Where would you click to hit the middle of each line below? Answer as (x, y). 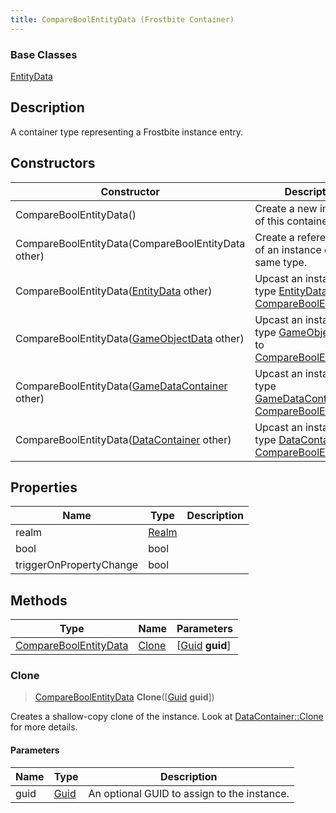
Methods (39, 600)
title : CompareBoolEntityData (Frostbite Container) (122, 19)
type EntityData (291, 291)
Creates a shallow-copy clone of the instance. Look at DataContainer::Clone (167, 717)
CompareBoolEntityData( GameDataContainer (121, 386)
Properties (44, 487)
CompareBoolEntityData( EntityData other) (114, 291)
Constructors (53, 163)
